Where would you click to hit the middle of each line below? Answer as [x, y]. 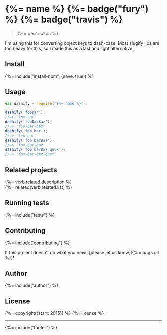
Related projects [31, 170]
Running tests [27, 203]
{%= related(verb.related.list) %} [39, 187]
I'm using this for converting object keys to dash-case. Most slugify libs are [82, 43]
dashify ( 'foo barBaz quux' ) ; [35, 150]
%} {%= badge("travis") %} [64, 20]
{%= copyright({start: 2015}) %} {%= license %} [55, 313]
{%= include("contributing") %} [38, 243]
